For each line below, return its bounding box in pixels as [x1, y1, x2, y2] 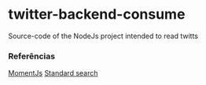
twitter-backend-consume [8, 5, 186, 23]
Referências [8, 51, 56, 62]
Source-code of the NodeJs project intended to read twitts [8, 31, 199, 41]
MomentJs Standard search [8, 69, 98, 78]
